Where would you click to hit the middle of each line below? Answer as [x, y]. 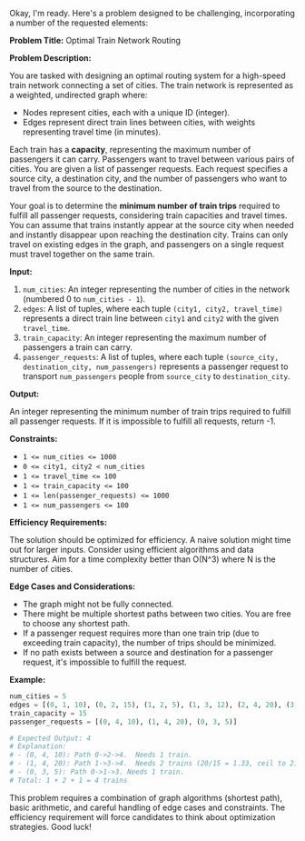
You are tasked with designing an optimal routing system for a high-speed [148, 75]
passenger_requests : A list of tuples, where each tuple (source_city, [151, 357]
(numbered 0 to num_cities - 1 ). [84, 299]
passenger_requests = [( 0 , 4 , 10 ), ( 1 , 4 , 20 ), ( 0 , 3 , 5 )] [123, 722]
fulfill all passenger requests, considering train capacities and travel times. [148, 215]
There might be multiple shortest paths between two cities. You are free [157, 614]
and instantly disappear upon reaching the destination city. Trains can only [149, 235]
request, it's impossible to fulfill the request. [105, 662]
